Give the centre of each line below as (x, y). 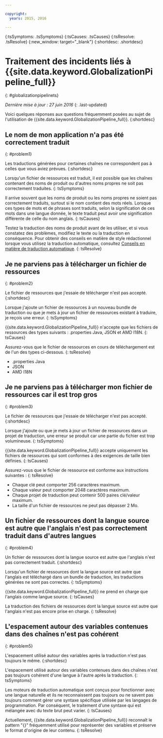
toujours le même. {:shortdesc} (36, 661)
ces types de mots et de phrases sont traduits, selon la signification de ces (80, 208)
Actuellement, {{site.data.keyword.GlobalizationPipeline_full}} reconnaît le (79, 720)
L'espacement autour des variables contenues (77, 627)
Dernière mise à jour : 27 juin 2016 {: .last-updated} (56, 105)
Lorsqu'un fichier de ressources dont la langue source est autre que (73, 572)
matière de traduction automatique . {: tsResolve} (53, 249)
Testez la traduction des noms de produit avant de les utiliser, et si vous (77, 228)
